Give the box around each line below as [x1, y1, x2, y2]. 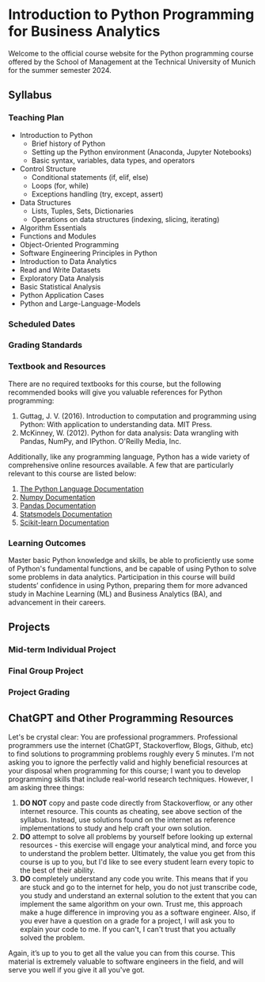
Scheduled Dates [8, 319, 76, 330]
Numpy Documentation [19, 492, 96, 502]
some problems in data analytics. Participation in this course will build [8, 572, 236, 582]
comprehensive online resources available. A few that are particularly [8, 460, 234, 469]
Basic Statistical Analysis [19, 281, 101, 291]
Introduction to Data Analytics [19, 256, 117, 266]
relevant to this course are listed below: [8, 468, 137, 478]
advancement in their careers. [8, 598, 107, 607]
